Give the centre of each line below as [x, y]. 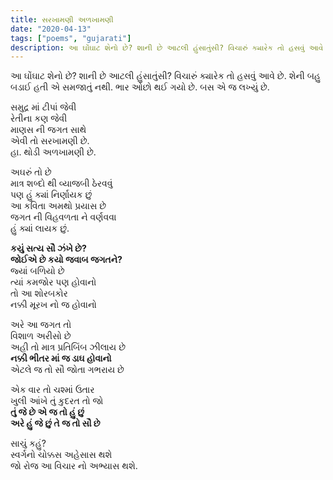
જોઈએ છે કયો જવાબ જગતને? [66, 260]
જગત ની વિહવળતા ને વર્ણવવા [63, 217]
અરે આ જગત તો [41, 325]
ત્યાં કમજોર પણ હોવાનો [53, 282]
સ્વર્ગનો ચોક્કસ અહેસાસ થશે [61, 455]
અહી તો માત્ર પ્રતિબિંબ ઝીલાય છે [68, 347]
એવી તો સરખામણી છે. [50, 141]
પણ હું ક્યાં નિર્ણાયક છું [51, 195]
